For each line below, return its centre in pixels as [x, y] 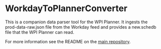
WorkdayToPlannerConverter [66, 8]
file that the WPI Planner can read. [40, 32]
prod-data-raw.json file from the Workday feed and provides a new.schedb [81, 27]
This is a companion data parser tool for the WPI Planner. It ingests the [77, 22]
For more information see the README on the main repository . [68, 41]
